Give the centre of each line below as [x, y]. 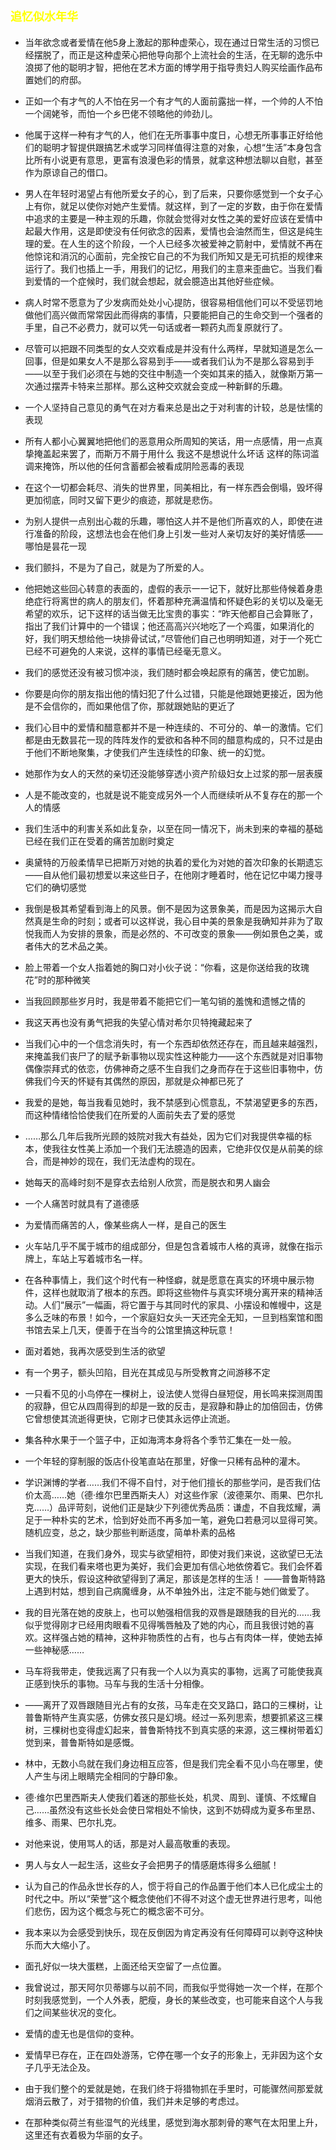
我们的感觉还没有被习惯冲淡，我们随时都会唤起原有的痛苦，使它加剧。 [169, 672]
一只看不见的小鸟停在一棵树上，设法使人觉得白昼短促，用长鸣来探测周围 [173, 1393]
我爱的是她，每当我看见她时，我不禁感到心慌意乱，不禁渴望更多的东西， [173, 1102]
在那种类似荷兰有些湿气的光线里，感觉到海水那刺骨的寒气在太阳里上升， [173, 2122]
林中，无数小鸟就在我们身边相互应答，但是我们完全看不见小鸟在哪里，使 [173, 1763]
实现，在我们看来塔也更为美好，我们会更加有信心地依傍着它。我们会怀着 [173, 1566]
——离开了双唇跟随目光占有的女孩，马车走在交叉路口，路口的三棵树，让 [173, 1704]
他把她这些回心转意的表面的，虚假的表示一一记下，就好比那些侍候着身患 [173, 588]
